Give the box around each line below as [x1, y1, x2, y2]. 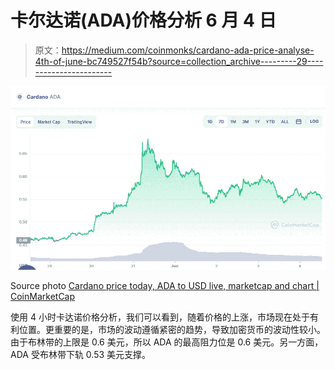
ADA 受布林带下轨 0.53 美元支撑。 [10, 349, 152, 361]
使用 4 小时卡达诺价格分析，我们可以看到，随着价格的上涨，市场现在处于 [10, 311, 310, 323]
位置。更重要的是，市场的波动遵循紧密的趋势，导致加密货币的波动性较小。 [18, 324, 326, 336]
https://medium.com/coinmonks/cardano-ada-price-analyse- [61, 44, 315, 56]
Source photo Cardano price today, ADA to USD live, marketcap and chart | [10, 280, 320, 292]
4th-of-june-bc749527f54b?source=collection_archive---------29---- [34, 55, 324, 67]
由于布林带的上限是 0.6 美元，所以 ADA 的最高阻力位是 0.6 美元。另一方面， [10, 336, 324, 348]
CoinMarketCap [10, 291, 76, 303]
